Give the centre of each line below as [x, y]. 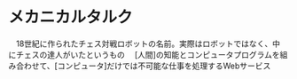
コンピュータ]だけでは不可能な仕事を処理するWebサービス [164, 66]
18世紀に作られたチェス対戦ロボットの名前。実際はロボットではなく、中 [148, 43]
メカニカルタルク [71, 17]
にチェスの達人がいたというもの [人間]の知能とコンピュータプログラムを [144, 54]
